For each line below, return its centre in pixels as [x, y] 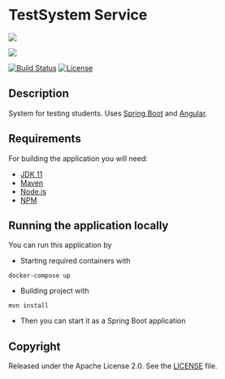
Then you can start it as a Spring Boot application [103, 321]
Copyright [35, 346]
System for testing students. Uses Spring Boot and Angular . [108, 113]
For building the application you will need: [78, 158]
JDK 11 [31, 174]
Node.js [33, 191]
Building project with [54, 291]
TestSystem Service [78, 15]
